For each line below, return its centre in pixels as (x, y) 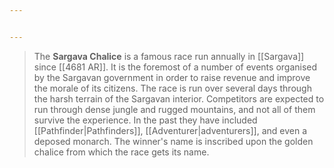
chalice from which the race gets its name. (121, 152)
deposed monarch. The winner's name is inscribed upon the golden (173, 141)
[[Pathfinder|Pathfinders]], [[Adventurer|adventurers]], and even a (170, 130)
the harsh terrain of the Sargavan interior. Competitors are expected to (179, 98)
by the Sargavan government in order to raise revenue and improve (172, 77)
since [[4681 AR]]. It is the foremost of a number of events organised (175, 67)
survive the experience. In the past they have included (145, 120)
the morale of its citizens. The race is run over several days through (172, 88)
